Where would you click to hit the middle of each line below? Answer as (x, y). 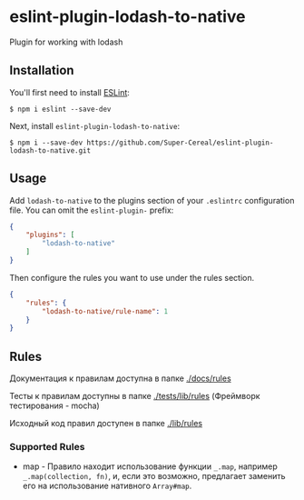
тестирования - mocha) (54, 405)
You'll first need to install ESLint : (69, 92)
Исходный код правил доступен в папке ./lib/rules (106, 424)
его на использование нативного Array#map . (107, 486)
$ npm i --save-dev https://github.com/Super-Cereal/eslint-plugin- (142, 143)
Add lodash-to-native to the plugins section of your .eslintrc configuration (152, 200)
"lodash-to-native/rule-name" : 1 (105, 311)
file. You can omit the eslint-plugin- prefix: (92, 210)
